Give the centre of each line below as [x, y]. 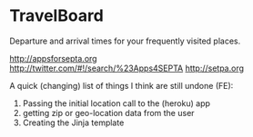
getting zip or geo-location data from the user [108, 113]
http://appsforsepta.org [53, 58]
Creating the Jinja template [73, 122]
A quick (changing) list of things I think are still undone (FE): [121, 85]
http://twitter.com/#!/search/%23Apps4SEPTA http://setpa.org [126, 68]
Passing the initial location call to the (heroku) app [116, 103]
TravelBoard [57, 16]
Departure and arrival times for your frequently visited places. [125, 41]
